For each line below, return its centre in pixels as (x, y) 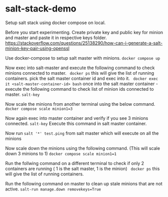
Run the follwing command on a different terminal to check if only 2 (75, 163)
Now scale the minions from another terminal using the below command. (80, 104)
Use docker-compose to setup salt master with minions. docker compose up (83, 58)
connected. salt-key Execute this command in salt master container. (76, 123)
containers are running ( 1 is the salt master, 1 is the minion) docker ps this (82, 168)
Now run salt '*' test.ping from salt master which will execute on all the (82, 133)
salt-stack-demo (41, 9)
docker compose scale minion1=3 (39, 109)
